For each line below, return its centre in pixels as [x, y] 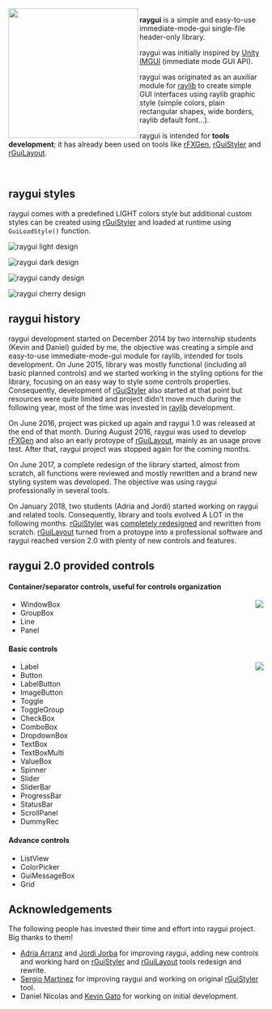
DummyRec [39, 822]
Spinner [33, 770]
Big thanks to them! [41, 938]
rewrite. [33, 970]
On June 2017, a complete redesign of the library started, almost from [124, 464]
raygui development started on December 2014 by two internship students [132, 338]
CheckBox [37, 718]
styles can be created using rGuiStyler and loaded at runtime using [120, 222]
